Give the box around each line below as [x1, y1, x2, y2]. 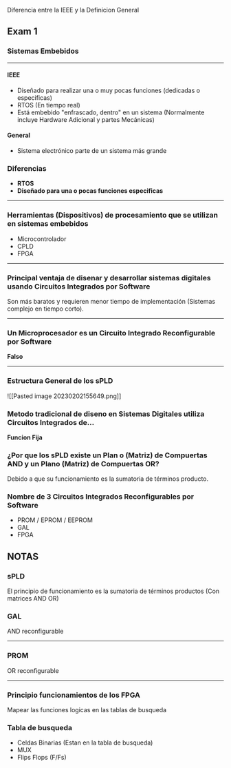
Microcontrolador [16, 234, 67, 243]
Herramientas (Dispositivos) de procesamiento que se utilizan [7, 210, 219, 220]
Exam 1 [7, 25, 38, 37]
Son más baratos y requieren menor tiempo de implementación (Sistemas [7, 297, 215, 305]
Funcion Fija [7, 433, 43, 442]
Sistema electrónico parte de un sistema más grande [16, 147, 167, 155]
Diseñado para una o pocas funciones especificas [16, 187, 164, 195]
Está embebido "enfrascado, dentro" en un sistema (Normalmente [16, 108, 205, 116]
